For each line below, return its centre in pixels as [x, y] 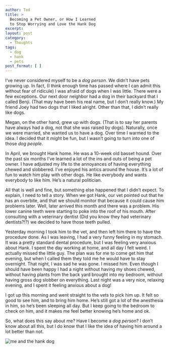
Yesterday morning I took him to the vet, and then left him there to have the [83, 232]
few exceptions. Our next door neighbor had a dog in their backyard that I [81, 97]
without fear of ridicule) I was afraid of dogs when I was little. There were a [83, 91]
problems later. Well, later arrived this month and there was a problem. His [82, 206]
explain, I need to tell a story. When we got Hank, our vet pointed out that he [84, 195]
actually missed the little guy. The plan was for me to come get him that [79, 253]
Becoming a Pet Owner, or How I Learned [53, 19]
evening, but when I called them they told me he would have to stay [75, 259]
